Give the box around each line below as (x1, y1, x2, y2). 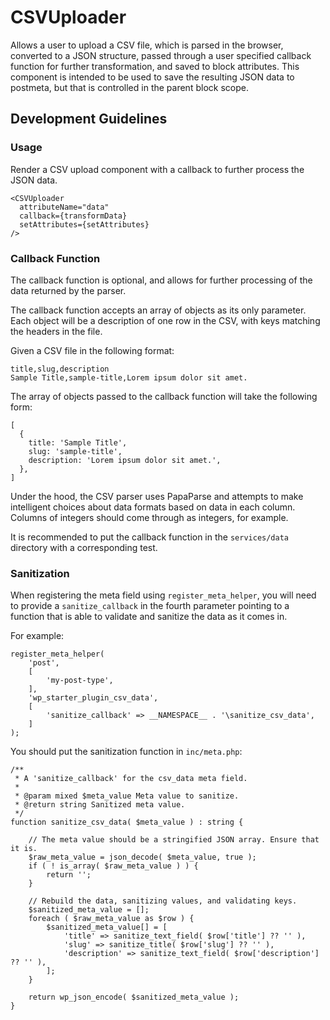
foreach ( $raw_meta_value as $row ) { (28, 914, 195, 924)
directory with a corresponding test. (10, 541, 158, 553)
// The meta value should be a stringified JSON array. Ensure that (28, 835, 320, 845)
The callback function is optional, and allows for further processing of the (10, 274, 313, 286)
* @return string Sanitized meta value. (14, 800, 186, 810)
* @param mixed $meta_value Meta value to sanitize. (14, 791, 240, 801)
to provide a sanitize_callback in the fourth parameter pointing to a (10, 600, 290, 612)
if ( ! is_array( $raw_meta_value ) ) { (28, 861, 199, 871)
